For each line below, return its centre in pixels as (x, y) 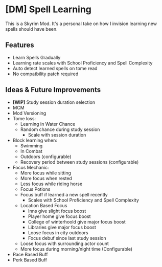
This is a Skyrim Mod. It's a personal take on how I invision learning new (81, 24)
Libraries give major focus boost (62, 227)
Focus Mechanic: (31, 167)
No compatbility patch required (45, 74)
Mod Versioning (29, 113)
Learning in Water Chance (48, 124)
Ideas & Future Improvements (53, 90)
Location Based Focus (44, 205)
